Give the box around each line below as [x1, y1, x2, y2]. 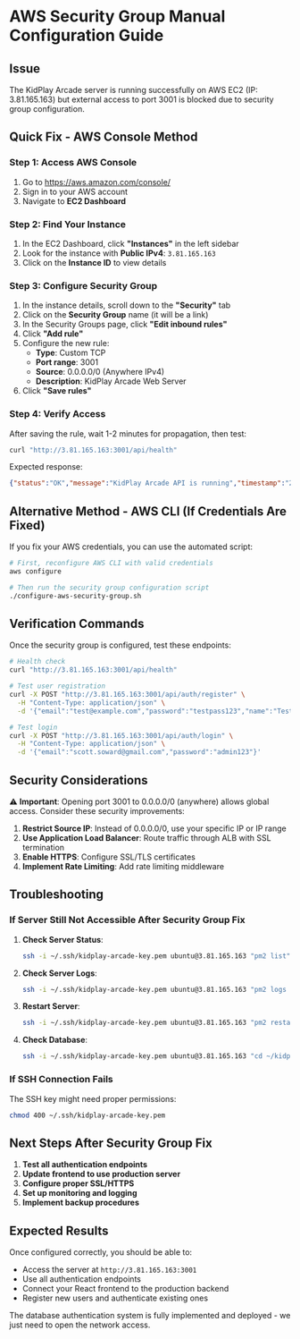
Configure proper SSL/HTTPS [21, 1178, 135, 1189]
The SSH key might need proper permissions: [9, 1093, 177, 1104]
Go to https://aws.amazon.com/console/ [21, 176, 171, 187]
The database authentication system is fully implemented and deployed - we [9, 1310, 291, 1320]
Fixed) [9, 517, 46, 533]
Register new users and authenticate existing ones [21, 1292, 208, 1303]
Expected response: [9, 462, 83, 472]
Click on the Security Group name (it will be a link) [21, 309, 209, 320]
